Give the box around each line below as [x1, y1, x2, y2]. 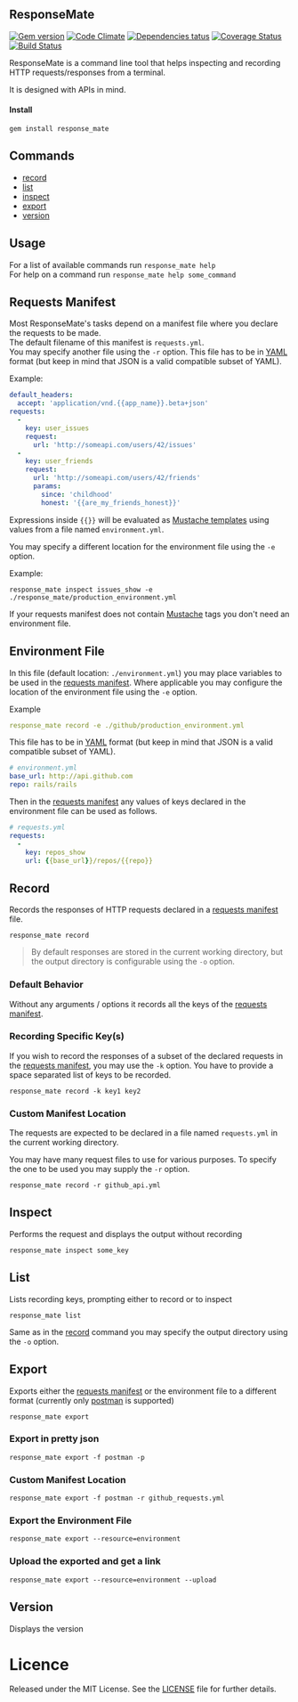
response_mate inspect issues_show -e [9, 585, 153, 594]
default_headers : [9, 391, 74, 400]
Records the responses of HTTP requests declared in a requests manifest [9, 904, 278, 916]
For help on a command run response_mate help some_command [9, 269, 237, 280]
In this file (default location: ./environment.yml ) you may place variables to [9, 667, 283, 678]
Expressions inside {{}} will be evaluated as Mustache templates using [9, 514, 270, 525]
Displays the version [9, 1623, 85, 1633]
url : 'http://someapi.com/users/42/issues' [32, 440, 197, 449]
